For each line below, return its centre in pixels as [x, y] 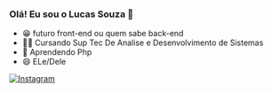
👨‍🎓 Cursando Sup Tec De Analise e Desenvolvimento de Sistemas [143, 43]
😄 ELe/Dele [44, 62]
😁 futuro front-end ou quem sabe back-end [103, 34]
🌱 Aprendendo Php [57, 52]
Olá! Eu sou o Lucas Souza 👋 [72, 14]
